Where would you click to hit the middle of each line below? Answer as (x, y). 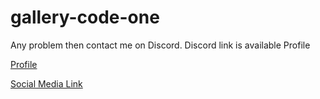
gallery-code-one (85, 17)
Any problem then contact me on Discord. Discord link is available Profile (160, 45)
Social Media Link (46, 83)
